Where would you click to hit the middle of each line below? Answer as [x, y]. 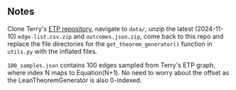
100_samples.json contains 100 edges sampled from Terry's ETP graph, [112, 65]
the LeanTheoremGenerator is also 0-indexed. [75, 80]
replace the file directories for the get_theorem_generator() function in [110, 44]
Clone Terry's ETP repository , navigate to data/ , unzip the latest [100, 28]
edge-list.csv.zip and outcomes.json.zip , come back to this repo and [120, 36]
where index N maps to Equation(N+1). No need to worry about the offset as [118, 72]
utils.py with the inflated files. [52, 51]
